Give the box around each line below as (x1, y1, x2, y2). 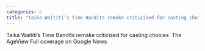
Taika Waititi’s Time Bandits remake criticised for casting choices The (6, 31, 182, 38)
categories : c (6, 8, 43, 15)
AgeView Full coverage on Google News (6, 38, 107, 45)
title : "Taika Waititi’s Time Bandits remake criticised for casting (6, 15, 187, 21)
